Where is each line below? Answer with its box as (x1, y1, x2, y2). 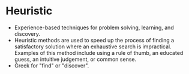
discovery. (14, 30, 40, 37)
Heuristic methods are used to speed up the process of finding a (14, 36, 175, 44)
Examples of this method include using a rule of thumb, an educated (14, 49, 184, 56)
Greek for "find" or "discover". (14, 61, 89, 69)
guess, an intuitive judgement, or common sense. (14, 55, 136, 63)
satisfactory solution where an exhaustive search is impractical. (14, 43, 172, 50)
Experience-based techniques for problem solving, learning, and (14, 24, 175, 31)
